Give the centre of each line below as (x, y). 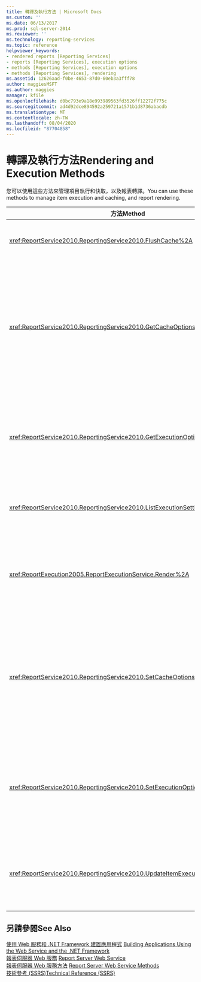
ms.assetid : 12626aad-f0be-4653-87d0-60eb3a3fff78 (71, 79)
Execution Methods (56, 174)
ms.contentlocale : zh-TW (37, 118)
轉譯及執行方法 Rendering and (80, 160)
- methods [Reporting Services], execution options (72, 67)
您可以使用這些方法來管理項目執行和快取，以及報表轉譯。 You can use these (100, 191)
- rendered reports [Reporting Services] (59, 56)
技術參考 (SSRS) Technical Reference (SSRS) (61, 973)
